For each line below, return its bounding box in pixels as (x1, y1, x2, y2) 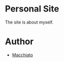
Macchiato (12, 52, 33, 58)
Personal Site (5, 3, 59, 14)
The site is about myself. (5, 19, 54, 25)
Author (5, 36, 34, 47)
